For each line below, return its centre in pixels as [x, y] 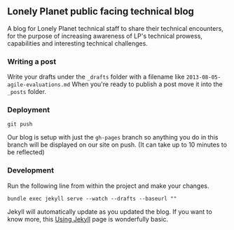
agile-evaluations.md [39, 85]
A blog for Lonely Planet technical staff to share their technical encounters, [116, 28]
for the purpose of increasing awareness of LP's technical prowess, [105, 36]
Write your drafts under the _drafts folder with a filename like [96, 77]
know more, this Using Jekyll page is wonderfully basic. [88, 219]
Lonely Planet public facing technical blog [101, 12]
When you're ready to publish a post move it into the [147, 84]
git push [20, 124]
